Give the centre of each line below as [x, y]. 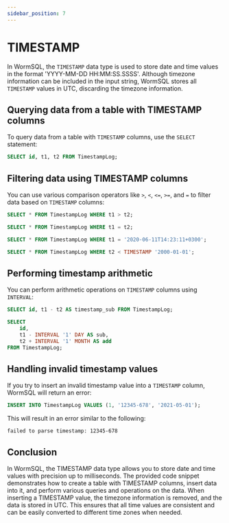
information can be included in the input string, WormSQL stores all [102, 81]
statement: [22, 144]
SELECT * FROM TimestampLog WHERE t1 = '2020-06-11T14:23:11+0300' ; [107, 240]
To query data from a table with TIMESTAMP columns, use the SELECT [101, 137]
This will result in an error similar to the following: [76, 419]
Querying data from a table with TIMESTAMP [105, 109]
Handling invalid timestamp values [83, 369]
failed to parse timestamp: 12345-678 [62, 431]
